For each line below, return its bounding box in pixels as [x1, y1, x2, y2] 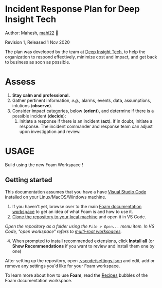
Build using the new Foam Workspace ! [5, 162, 84, 168]
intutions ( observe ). [12, 102, 53, 108]
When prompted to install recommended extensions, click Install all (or [12, 238, 154, 244]
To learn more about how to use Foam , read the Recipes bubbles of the [5, 272, 148, 278]
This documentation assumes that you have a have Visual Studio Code [5, 189, 146, 194]
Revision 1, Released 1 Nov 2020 [5, 39, 70, 45]
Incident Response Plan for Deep [5, 3, 140, 15]
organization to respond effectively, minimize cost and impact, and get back [5, 54, 157, 59]
